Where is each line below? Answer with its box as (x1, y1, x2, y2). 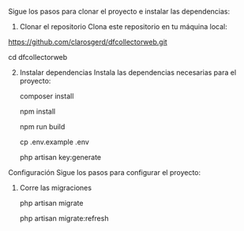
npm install (19, 106, 56, 116)
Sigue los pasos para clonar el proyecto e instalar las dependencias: (8, 7, 231, 16)
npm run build (19, 122, 66, 131)
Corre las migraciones (19, 183, 92, 192)
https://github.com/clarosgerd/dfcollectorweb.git (8, 37, 167, 47)
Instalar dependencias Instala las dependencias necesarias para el (19, 68, 237, 77)
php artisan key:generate (19, 153, 102, 162)
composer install (19, 91, 74, 101)
